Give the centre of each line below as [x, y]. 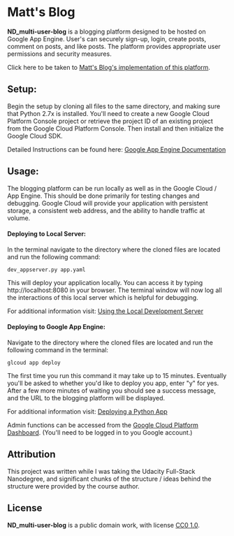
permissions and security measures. [59, 54]
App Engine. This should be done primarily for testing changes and [103, 196]
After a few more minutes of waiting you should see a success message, [112, 390]
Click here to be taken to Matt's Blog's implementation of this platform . [109, 67]
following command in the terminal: [58, 349]
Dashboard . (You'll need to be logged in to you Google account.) [100, 432]
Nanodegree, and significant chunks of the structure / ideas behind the [109, 479]
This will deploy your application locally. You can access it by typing [105, 282]
